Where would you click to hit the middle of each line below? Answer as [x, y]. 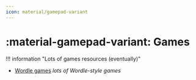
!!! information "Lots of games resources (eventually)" [73, 59]
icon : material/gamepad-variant [47, 12]
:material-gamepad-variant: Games [98, 42]
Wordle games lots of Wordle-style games [68, 70]
